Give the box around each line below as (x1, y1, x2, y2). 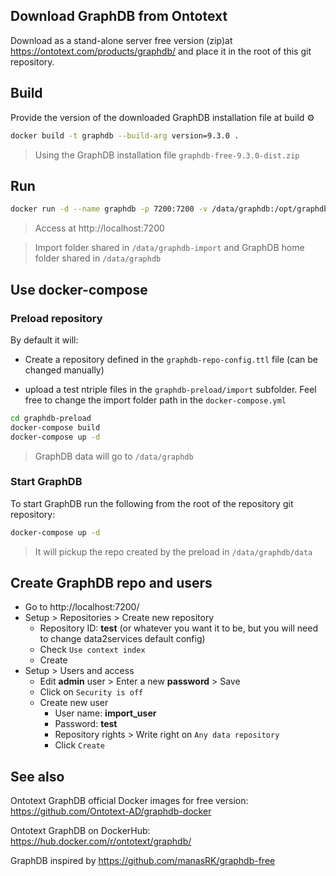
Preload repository (10, 311, 103, 325)
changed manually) (24, 364, 105, 376)
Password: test (54, 718, 118, 730)
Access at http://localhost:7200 (34, 222, 165, 234)
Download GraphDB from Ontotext (10, 8, 228, 25)
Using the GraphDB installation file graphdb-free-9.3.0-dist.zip (34, 149, 300, 161)
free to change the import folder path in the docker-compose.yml (24, 394, 287, 406)
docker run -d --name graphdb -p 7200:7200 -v (10, 204, 208, 214)
